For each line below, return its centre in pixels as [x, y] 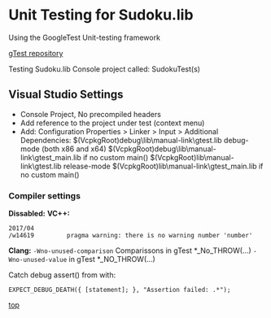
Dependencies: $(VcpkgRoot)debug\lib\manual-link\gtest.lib [121, 140]
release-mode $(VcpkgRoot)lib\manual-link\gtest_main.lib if [164, 166]
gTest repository [36, 53]
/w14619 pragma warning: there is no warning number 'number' [131, 236]
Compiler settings [45, 195]
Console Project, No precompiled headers [90, 114]
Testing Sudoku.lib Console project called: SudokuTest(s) [105, 69]
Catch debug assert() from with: [62, 275]
